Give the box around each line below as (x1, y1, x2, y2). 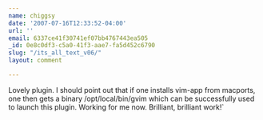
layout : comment (8, 57, 62, 65)
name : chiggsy (8, 11, 56, 20)
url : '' (8, 26, 34, 34)
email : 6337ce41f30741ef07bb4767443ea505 (8, 34, 149, 42)
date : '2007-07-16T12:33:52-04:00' (8, 19, 127, 27)
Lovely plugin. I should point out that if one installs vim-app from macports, (8, 85, 256, 94)
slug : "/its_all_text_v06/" (8, 49, 102, 57)
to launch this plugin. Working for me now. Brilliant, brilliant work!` (8, 102, 225, 112)
